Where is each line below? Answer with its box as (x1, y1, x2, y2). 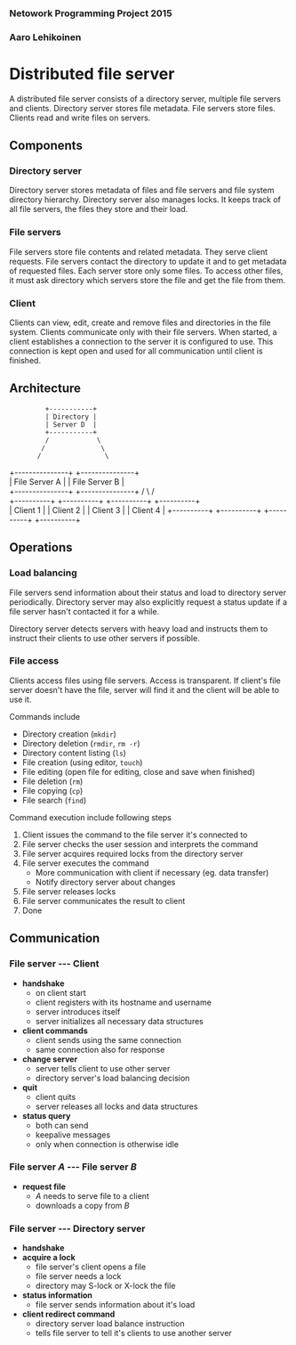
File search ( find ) (21, 795, 87, 805)
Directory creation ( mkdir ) (21, 729, 117, 739)
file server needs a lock (35, 1271, 122, 1282)
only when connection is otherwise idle (35, 1138, 180, 1149)
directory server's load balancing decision (35, 1072, 190, 1083)
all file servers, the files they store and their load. (9, 204, 188, 215)
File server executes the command (21, 858, 149, 868)
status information (21, 1290, 93, 1300)
